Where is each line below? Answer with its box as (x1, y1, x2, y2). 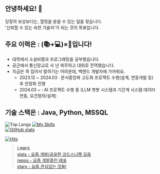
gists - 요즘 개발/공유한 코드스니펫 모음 (17, 152, 91, 157)
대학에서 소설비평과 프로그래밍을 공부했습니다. (12, 56, 100, 62)
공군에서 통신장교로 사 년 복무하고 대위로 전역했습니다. (12, 62, 115, 68)
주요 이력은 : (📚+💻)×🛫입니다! (5, 40, 92, 49)
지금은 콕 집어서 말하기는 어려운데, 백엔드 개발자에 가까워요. (12, 68, 125, 74)
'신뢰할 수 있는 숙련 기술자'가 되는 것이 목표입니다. (5, 24, 100, 30)
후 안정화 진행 (19, 80, 46, 86)
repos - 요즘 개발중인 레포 (17, 157, 67, 163)
